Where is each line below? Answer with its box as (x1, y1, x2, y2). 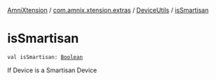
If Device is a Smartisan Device (7, 66, 97, 74)
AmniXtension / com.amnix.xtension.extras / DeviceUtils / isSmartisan (7, 6, 209, 14)
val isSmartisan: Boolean (7, 53, 83, 60)
